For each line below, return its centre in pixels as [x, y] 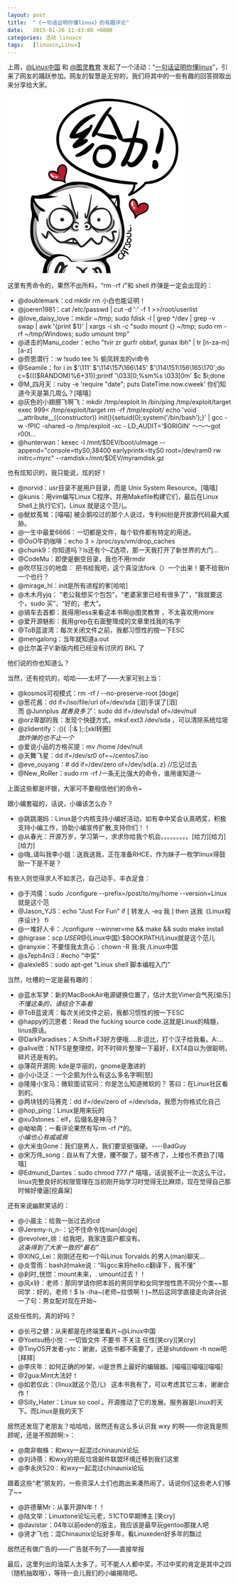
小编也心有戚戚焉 [43, 1137]
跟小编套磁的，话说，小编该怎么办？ [60, 803]
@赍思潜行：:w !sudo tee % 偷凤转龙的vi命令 [83, 359]
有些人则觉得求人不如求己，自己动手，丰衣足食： [79, 878]
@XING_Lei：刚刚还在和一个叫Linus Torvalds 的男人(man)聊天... [111, 1257]
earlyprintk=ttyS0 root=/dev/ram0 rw [167, 450]
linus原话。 [34, 1030]
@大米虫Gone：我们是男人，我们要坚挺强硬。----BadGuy [102, 1146]
